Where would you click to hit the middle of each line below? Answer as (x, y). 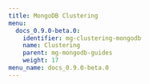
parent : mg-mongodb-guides (68, 53)
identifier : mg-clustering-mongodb (82, 38)
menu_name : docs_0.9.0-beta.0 (59, 68)
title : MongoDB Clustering (53, 16)
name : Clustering (52, 46)
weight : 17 (41, 61)
